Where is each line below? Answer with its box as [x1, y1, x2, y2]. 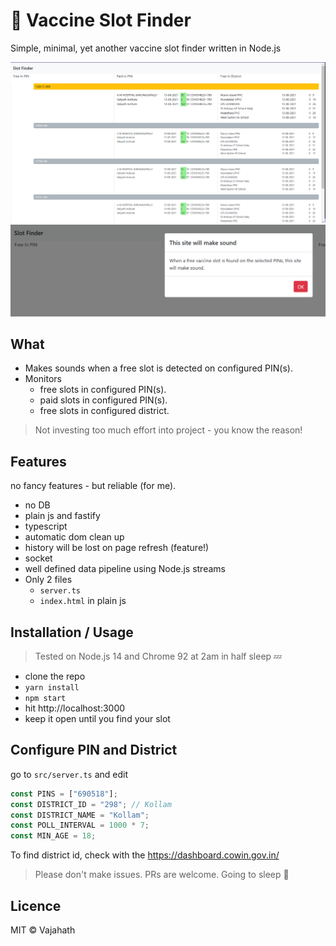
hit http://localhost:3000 [24, 702, 126, 714]
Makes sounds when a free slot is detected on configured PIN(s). [24, 362, 293, 374]
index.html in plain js [39, 595, 127, 607]
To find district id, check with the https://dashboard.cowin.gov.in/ [10, 849, 280, 861]
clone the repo [24, 670, 86, 682]
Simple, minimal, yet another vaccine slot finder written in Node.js [10, 42, 282, 54]
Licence [10, 897, 62, 914]
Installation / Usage [10, 624, 134, 641]
